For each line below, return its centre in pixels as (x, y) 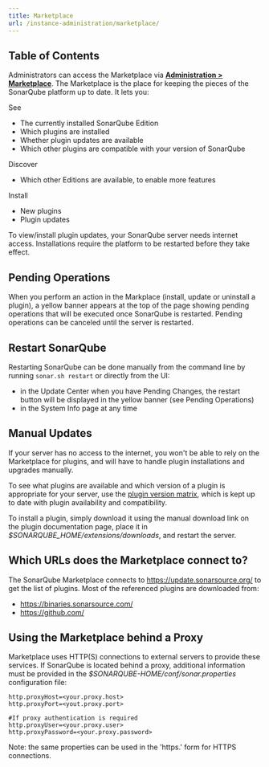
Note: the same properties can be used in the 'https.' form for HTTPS (122, 747)
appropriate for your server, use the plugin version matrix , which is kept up (132, 494)
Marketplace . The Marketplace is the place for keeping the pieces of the (128, 84)
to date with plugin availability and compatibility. (88, 502)
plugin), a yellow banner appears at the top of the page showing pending (129, 305)
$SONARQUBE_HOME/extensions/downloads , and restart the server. (122, 535)
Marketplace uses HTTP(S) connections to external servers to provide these (134, 657)
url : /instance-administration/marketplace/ (84, 23)
